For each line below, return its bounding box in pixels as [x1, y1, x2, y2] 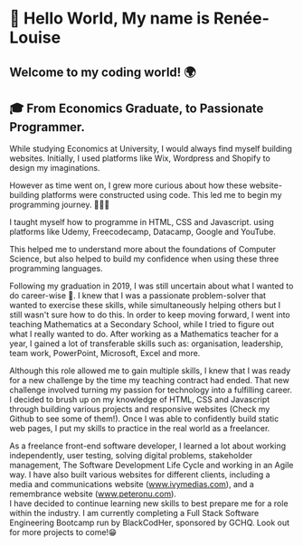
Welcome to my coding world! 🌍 [9, 64, 196, 80]
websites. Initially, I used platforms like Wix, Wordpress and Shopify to [9, 153, 271, 164]
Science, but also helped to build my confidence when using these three [9, 253, 279, 265]
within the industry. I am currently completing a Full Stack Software [9, 508, 260, 519]
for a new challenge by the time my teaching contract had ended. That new [9, 375, 289, 386]
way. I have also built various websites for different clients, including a [9, 469, 270, 480]
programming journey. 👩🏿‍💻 [9, 199, 110, 211]
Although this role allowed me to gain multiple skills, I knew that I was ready [9, 365, 291, 376]
